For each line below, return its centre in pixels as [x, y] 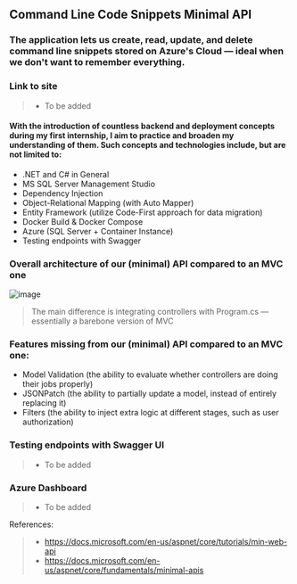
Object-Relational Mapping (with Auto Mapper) [108, 202]
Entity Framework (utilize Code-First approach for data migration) [142, 212]
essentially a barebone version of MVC [102, 321]
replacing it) [44, 403]
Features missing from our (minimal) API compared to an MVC [146, 344]
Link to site [33, 86]
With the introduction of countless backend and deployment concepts [142, 126]
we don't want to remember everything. [97, 62]
